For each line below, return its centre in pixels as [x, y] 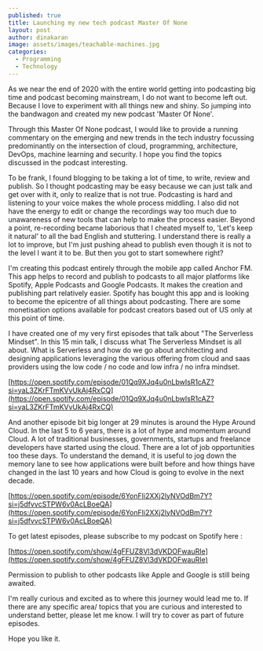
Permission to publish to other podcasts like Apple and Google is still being [129, 575]
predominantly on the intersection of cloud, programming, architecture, [123, 145]
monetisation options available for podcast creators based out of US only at [130, 309]
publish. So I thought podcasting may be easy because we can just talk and [130, 186]
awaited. [22, 583]
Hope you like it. [34, 638]
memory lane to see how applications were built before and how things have [131, 463]
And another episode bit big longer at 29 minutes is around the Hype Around [132, 422]
